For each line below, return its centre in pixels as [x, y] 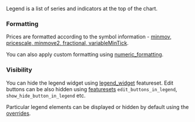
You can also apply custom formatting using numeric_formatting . [85, 54]
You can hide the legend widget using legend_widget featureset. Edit [90, 83]
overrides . [19, 113]
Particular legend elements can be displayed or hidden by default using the [97, 107]
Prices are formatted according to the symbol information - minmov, [89, 37]
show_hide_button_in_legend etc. [46, 95]
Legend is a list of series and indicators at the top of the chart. [82, 9]
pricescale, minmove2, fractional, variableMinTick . [67, 43]
